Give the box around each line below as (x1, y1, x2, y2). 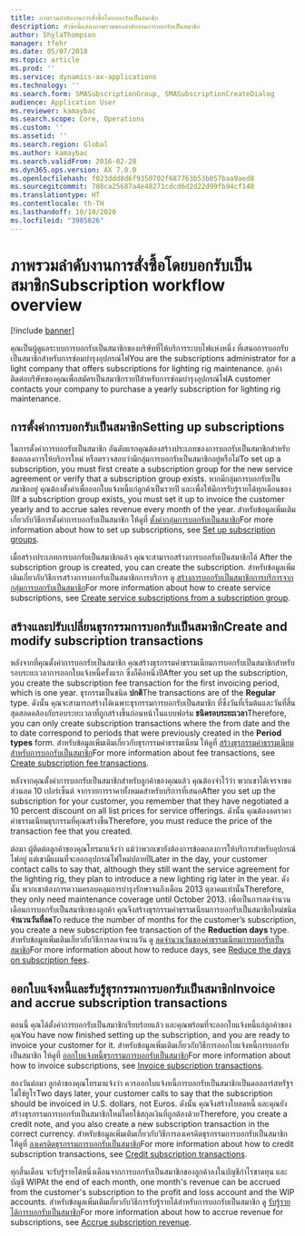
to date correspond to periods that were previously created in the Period (10, 727, 282, 738)
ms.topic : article (10, 55, 80, 64)
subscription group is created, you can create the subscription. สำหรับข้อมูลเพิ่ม (10, 562, 296, 573)
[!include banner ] (10, 324, 75, 336)
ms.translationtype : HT (10, 191, 101, 200)
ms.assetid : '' (10, 132, 68, 141)
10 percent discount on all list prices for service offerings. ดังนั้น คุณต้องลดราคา (10, 806, 291, 816)
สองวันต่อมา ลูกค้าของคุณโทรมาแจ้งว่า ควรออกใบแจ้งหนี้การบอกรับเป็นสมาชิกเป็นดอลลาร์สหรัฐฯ (10, 1078, 294, 1088)
